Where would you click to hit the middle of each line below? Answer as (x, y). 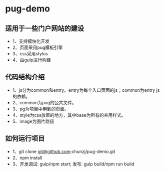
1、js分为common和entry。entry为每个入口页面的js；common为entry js (86, 90)
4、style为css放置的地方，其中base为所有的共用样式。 (69, 115)
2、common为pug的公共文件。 (44, 102)
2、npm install (27, 158)
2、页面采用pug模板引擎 (37, 47)
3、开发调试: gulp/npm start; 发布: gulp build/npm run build (73, 164)
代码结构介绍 (25, 77)
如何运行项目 (25, 138)
